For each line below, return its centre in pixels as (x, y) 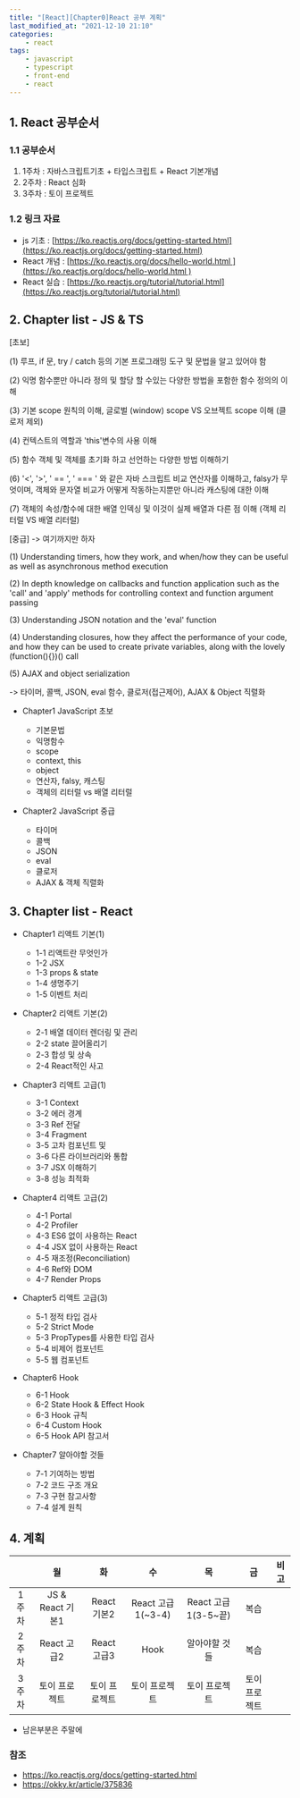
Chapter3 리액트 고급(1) (64, 1085)
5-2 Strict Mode (64, 1327)
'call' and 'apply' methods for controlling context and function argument (142, 593)
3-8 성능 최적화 (62, 1179)
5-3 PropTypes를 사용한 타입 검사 (95, 1338)
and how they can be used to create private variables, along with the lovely (147, 647)
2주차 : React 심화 (54, 182)
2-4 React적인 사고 (70, 1066)
